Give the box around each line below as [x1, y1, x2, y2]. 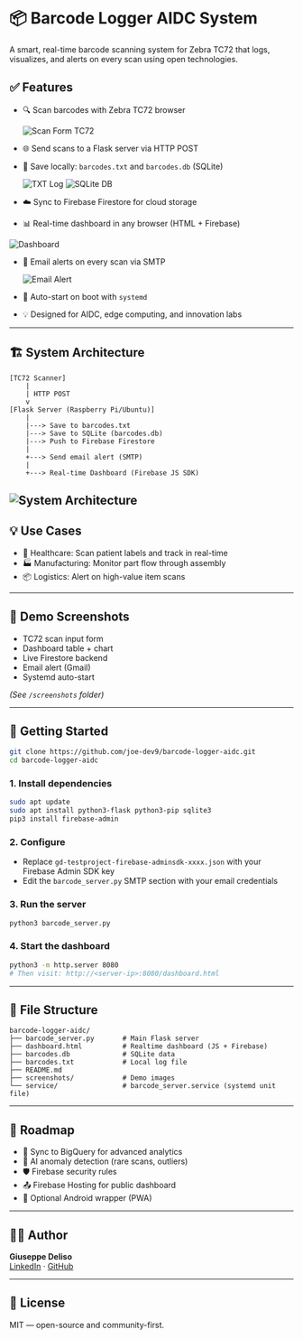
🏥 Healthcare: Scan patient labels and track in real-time [22, 547, 228, 558]
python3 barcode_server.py [9, 918, 111, 927]
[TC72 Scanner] [9, 373, 67, 383]
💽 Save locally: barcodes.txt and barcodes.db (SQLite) [22, 161, 224, 172]
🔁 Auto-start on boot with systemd [22, 291, 148, 302]
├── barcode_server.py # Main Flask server [9, 1034, 200, 1044]
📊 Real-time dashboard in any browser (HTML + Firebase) [22, 218, 241, 228]
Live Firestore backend [22, 652, 108, 663]
